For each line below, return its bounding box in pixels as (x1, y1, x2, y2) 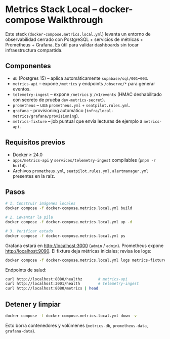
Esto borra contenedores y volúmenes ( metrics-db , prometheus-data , (5, 322, 148, 328)
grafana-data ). (5, 327, 36, 334)
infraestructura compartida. (5, 47, 63, 53)
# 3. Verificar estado (5, 228, 53, 233)
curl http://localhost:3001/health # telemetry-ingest (5, 281, 139, 286)
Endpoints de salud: (5, 267, 47, 273)
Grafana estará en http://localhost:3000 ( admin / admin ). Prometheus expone (5, 243, 164, 249)
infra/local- (86, 108, 114, 113)
